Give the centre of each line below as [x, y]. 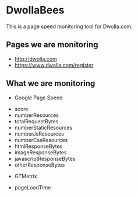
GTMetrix [26, 176]
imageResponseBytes [40, 152]
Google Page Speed [38, 98]
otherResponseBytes [40, 165]
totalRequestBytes [36, 121]
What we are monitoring [51, 83]
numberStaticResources [43, 127]
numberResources [37, 115]
